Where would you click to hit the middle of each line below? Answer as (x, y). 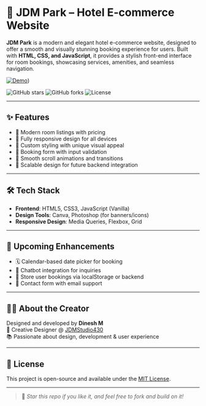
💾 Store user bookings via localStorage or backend (79, 277)
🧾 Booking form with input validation (61, 151)
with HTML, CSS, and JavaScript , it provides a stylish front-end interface (99, 55)
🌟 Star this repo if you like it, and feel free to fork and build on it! (102, 396)
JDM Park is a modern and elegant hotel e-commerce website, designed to (101, 42)
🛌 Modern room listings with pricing (60, 132)
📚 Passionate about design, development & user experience (83, 337)
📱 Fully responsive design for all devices (66, 139)
